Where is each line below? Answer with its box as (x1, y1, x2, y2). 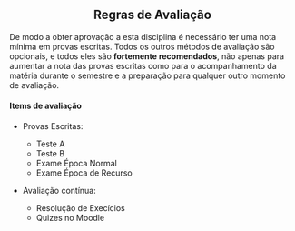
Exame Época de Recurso (35, 167, 133, 178)
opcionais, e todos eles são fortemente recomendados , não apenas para (9, 50, 284, 62)
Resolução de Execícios (35, 203, 125, 214)
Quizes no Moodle (35, 213, 105, 224)
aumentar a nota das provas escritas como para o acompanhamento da (9, 60, 277, 71)
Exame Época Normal (35, 158, 118, 169)
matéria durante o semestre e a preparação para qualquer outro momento (9, 70, 286, 81)
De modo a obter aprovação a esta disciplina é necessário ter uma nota (9, 31, 277, 42)
